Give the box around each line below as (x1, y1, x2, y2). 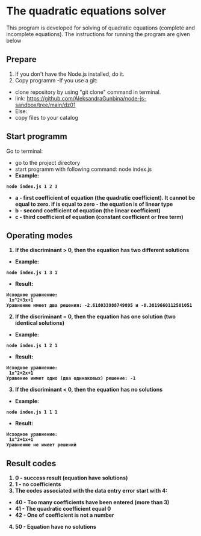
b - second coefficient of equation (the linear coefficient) (14, 206, 161, 214)
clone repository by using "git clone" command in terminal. (14, 88, 161, 96)
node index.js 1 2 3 (6, 183, 58, 189)
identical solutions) (14, 319, 65, 327)
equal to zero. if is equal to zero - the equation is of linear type (14, 200, 173, 208)
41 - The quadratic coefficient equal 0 (14, 505, 111, 513)
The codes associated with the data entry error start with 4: (14, 487, 168, 494)
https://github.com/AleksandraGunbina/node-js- (26, 94, 147, 102)
